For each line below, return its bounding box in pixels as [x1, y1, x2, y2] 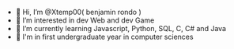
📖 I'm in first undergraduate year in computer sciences [15, 32, 194, 41]
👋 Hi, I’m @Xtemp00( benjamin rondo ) [15, 8, 142, 16]
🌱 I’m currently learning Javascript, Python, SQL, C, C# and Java [15, 24, 227, 33]
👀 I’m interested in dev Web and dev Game [15, 16, 155, 25]
